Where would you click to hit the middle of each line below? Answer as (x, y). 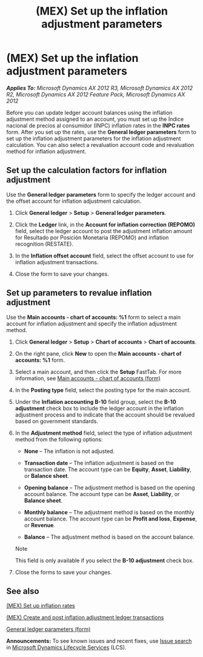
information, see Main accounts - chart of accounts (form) (88, 378)
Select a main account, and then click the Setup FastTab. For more (98, 372)
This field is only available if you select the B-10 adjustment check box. (104, 560)
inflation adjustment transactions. (57, 262)
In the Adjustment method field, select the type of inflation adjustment (103, 433)
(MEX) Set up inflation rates (41, 606)
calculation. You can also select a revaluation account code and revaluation (100, 145)
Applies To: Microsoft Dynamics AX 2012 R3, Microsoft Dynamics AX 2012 (100, 88)
